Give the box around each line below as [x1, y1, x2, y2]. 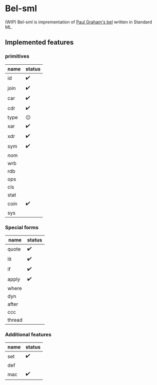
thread [7, 316, 23, 323]
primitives [5, 53, 30, 60]
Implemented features [5, 38, 74, 47]
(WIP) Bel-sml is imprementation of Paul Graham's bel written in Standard [5, 19, 152, 25]
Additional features [5, 331, 52, 338]
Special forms [5, 224, 39, 231]
